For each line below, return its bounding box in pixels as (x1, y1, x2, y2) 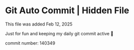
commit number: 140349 (5, 40, 55, 46)
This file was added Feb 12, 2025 (5, 21, 73, 27)
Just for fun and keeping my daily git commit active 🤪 (5, 30, 114, 36)
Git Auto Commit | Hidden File (5, 5, 130, 16)
